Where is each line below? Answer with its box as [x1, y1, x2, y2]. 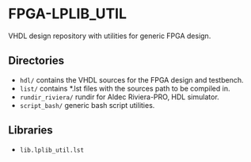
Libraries [8, 124, 53, 137]
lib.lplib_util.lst [19, 146, 85, 154]
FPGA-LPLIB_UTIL [8, 5, 127, 23]
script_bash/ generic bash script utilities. [19, 100, 155, 110]
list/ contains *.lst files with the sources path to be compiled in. [19, 83, 230, 93]
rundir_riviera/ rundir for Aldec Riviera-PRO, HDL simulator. [19, 92, 219, 102]
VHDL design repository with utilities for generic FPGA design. [8, 31, 211, 40]
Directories [8, 54, 65, 67]
